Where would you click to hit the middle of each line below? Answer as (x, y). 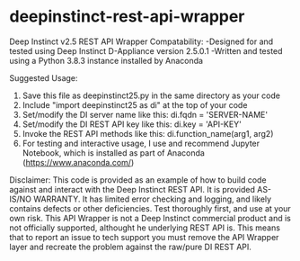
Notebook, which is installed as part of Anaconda (113, 153)
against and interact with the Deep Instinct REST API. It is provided (132, 189)
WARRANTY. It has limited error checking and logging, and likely (152, 199)
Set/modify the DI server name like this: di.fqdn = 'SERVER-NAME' (145, 114)
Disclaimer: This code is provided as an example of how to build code (138, 180)
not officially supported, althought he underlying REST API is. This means (145, 228)
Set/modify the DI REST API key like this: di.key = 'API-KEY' (132, 124)
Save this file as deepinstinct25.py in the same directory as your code (151, 95)
